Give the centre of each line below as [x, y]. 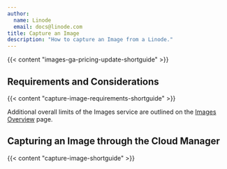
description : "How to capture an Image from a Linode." [90, 40]
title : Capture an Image [43, 33]
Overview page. [30, 119]
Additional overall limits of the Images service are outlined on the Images [112, 112]
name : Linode [32, 20]
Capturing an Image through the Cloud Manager [113, 141]
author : [19, 14]
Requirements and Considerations [83, 81]
